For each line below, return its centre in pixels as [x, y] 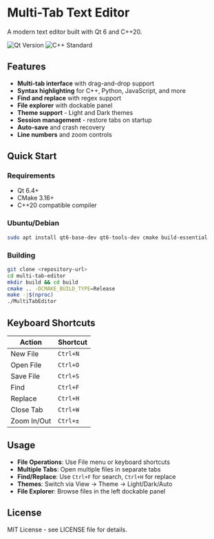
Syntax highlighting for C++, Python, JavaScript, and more [101, 90]
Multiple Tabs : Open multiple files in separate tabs [89, 469]
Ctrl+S [69, 376]
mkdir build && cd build [43, 282]
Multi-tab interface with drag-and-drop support [86, 83]
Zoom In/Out [31, 421]
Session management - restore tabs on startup [85, 120]
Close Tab [27, 410]
